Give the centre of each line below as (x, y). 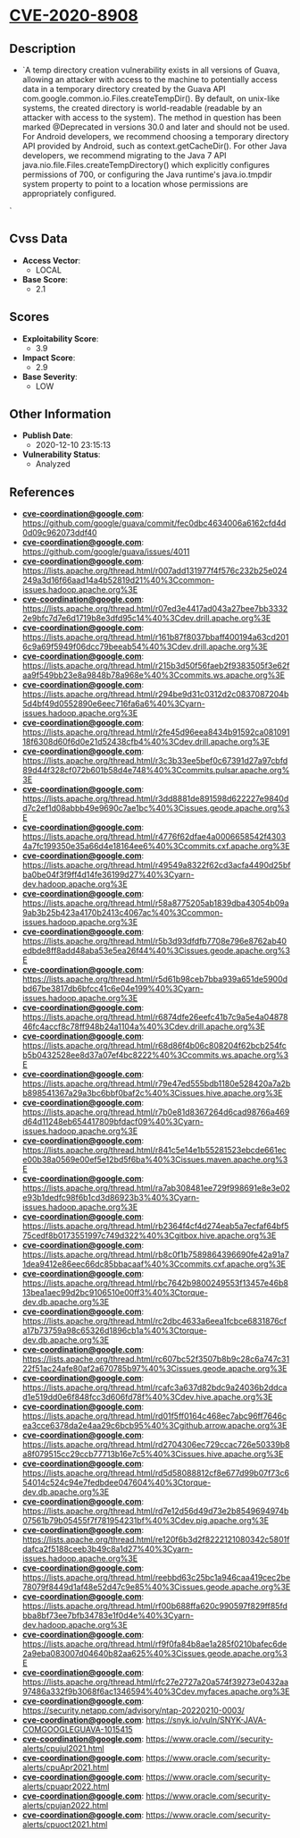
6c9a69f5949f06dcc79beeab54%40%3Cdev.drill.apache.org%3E (145, 647)
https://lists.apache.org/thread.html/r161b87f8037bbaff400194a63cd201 (155, 637)
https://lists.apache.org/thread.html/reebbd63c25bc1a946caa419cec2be (156, 1578)
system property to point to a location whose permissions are (135, 184)
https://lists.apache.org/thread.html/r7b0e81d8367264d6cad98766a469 (156, 1112)
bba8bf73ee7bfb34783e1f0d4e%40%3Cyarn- (108, 1615)
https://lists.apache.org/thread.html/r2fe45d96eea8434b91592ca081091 (156, 732)
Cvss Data (39, 239)
